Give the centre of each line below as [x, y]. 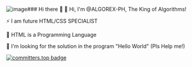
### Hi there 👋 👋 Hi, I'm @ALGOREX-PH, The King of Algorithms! [107, 9]
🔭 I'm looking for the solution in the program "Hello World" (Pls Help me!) [96, 46]
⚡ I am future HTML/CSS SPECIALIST [52, 21]
